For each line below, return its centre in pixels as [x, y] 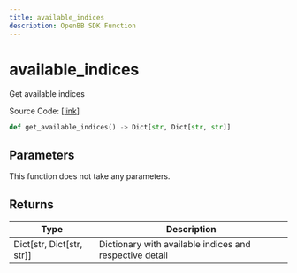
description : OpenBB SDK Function [73, 26]
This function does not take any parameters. [90, 176]
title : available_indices [57, 17]
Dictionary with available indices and [175, 244]
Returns [32, 204]
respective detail [133, 255]
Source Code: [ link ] [45, 111]
